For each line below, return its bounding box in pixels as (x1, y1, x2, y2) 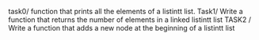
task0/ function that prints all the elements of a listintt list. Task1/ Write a (8, 7, 243, 16)
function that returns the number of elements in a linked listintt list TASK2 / (8, 15, 252, 24)
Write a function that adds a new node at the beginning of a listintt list (8, 24, 235, 32)
